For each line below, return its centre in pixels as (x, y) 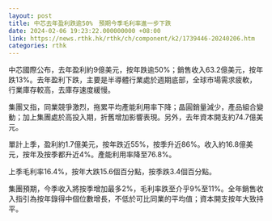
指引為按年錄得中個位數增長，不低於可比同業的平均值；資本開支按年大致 (136, 199)
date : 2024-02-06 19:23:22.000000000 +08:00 (85, 31)
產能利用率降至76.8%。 (137, 155)
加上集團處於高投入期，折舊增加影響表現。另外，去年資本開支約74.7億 (139, 117)
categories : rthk (38, 46)
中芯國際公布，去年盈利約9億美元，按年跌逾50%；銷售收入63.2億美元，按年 (136, 70)
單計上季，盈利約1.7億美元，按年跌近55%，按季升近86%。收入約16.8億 (127, 144)
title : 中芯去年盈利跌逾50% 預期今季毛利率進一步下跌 (90, 23)
